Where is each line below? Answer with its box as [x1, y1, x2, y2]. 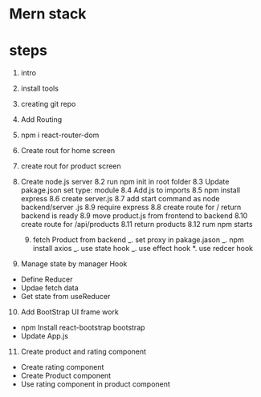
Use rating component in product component [20, 379, 171, 389]
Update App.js [20, 331, 69, 341]
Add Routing [20, 115, 63, 124]
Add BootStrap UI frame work [20, 307, 119, 317]
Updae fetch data [20, 283, 79, 293]
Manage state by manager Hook [20, 259, 128, 269]
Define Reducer [20, 274, 73, 285]
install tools [20, 83, 59, 93]
